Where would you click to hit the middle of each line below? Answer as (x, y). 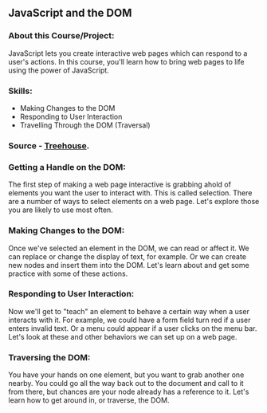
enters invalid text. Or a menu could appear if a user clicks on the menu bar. (133, 328)
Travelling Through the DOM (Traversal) (85, 125)
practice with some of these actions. (68, 273)
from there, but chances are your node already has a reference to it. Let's (129, 392)
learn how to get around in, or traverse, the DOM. (89, 400)
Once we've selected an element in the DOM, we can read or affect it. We (129, 248)
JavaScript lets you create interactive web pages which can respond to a (128, 53)
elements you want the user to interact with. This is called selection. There (130, 193)
